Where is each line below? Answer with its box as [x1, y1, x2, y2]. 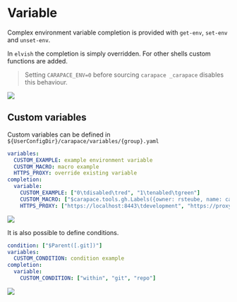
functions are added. [7, 56, 68, 65]
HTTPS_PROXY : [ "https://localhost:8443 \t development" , [20, 202, 185, 209]
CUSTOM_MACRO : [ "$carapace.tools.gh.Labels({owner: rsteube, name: [20, 196, 222, 203]
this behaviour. [24, 77, 68, 86]
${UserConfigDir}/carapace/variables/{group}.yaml [7, 137, 159, 145]
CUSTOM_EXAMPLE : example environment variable [13, 156, 153, 163]
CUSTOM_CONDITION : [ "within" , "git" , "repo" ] [20, 275, 157, 282]
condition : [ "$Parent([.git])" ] [7, 241, 102, 249]
